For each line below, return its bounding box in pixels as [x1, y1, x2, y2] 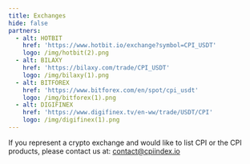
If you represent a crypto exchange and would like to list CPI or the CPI [8, 138, 242, 147]
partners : [8, 26, 42, 34]
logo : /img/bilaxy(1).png [22, 71, 110, 79]
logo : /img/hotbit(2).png [22, 49, 110, 57]
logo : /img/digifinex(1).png [22, 116, 120, 124]
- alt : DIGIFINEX [15, 101, 74, 109]
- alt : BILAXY [15, 57, 62, 65]
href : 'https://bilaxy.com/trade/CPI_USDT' [22, 64, 171, 72]
